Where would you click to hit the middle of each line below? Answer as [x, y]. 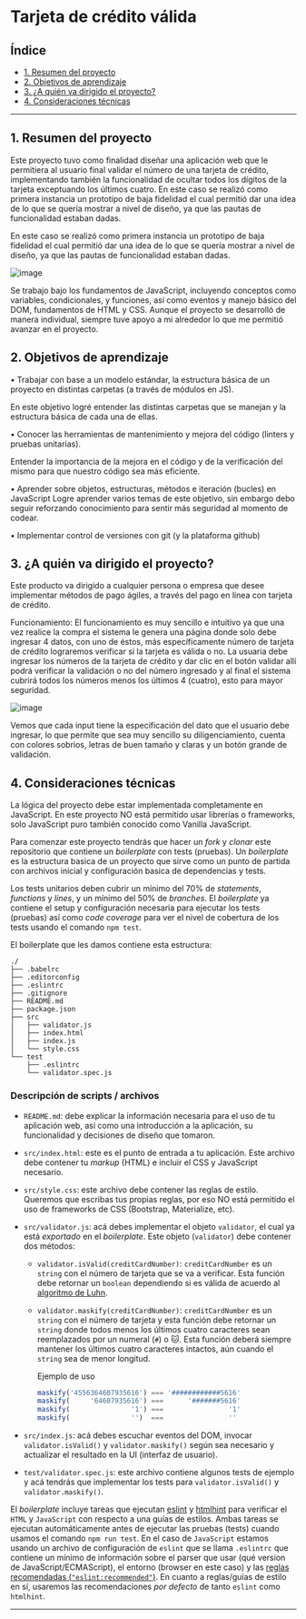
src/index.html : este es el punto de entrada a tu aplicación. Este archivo [159, 1152]
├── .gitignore [39, 993]
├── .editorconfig [45, 978]
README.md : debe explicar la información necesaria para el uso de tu [149, 1115]
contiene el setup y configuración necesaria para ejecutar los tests [135, 908]
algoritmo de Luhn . [72, 1292]
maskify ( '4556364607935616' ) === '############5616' [139, 1393]
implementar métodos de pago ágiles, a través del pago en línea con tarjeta [152, 595]
